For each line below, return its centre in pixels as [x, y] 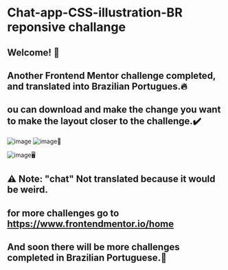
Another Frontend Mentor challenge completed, [112, 76]
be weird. [27, 190]
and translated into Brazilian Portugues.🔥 [97, 86]
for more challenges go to [63, 213]
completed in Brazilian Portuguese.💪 [87, 257]
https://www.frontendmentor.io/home [90, 224]
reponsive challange [66, 27]
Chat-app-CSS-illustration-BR [95, 13]
